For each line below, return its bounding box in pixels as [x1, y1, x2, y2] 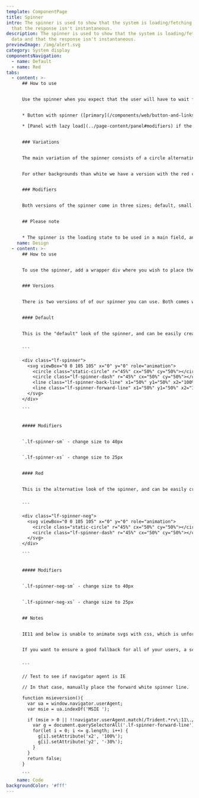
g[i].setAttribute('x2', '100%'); [37, 733, 123, 740]
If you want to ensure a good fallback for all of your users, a [21, 647, 187, 653]
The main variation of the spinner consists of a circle [21, 155, 166, 161]
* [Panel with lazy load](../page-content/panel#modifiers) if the [21, 123, 192, 129]
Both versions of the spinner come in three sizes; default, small [21, 203, 192, 209]
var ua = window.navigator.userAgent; [27, 701, 123, 706]
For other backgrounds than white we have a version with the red [21, 171, 190, 177]
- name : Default [11, 58, 52, 64]
